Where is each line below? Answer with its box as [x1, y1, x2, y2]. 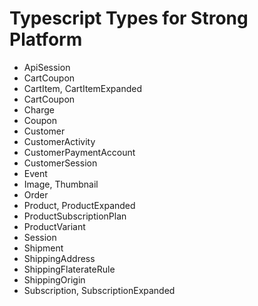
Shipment [23, 242, 64, 254]
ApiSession [23, 61, 71, 73]
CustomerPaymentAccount [23, 146, 136, 158]
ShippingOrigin [23, 273, 86, 286]
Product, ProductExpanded [23, 199, 136, 211]
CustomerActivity [23, 135, 96, 147]
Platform [9, 28, 83, 51]
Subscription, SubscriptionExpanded [23, 284, 176, 296]
